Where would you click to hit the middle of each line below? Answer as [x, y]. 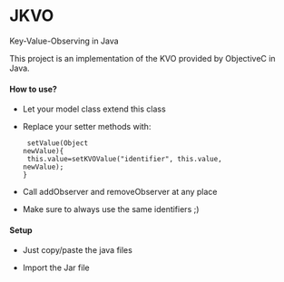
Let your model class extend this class [94, 109]
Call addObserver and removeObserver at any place [120, 192]
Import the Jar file [56, 267]
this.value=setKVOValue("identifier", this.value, [124, 160]
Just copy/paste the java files [78, 250]
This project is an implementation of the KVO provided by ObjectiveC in [142, 58]
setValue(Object [58, 143]
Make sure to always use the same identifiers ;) [111, 209]
